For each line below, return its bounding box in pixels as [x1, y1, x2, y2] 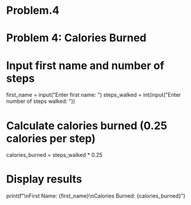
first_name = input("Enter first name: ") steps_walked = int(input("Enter [6, 91, 181, 99]
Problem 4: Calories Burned [6, 31, 147, 45]
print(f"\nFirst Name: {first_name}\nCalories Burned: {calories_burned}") [6, 192, 186, 200]
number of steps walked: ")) [6, 97, 75, 105]
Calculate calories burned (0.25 [6, 118, 168, 132]
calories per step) [6, 132, 96, 145]
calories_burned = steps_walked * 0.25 [6, 151, 103, 159]
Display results [6, 173, 83, 186]
